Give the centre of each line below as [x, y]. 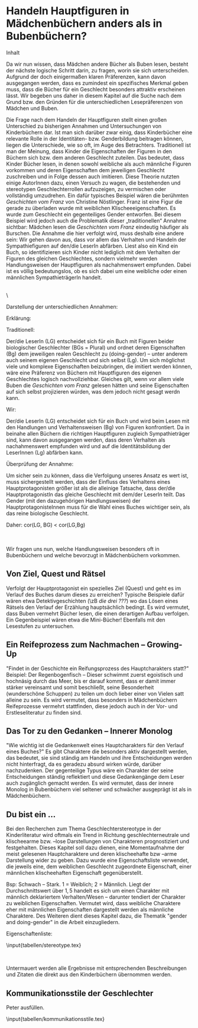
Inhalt [13, 52]
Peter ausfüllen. [25, 1008]
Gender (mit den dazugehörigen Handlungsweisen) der [73, 500]
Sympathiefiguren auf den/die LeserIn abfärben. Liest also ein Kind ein [92, 246]
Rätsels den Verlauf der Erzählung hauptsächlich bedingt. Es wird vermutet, [98, 607]
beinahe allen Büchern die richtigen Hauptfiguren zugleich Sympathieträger [98, 433]
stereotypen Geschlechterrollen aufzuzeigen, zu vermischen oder [86, 189]
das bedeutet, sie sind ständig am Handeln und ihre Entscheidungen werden [99, 758]
